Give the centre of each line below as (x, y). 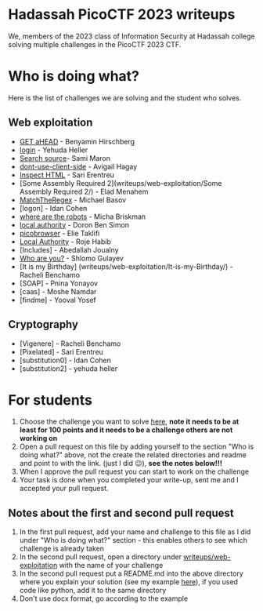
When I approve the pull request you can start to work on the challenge (134, 471)
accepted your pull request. (64, 489)
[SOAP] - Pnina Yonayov (59, 283)
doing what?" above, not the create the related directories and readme (133, 455)
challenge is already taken (61, 549)
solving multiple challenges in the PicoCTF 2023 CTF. (95, 44)
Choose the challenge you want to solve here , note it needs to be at (129, 422)
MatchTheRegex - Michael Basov (73, 200)
